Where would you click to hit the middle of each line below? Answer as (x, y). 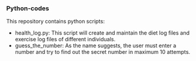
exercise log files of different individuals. (65, 39)
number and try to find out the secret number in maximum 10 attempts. (103, 52)
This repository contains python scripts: (56, 22)
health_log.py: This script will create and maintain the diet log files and (102, 33)
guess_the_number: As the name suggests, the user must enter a (95, 45)
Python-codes (28, 8)
